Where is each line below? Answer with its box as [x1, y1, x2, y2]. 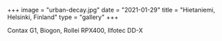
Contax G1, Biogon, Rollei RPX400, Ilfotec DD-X [7, 27, 143, 34]
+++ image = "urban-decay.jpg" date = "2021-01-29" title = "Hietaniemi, [7, 6, 216, 14]
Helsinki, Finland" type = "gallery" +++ [7, 13, 119, 21]
